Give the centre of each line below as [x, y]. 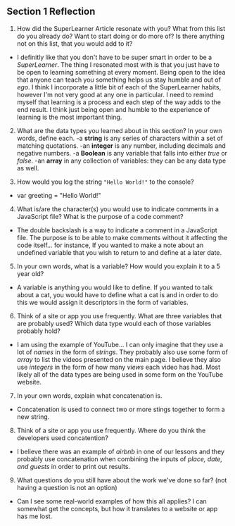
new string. [33, 417]
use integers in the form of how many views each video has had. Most [119, 367]
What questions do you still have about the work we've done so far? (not [122, 480]
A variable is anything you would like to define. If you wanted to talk [115, 287]
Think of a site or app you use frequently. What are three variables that [119, 315]
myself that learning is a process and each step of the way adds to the [119, 102]
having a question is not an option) [67, 487]
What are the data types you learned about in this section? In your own [119, 130]
